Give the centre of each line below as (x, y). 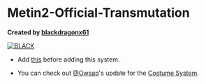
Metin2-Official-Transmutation (98, 13)
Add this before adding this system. (68, 59)
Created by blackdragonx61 (48, 32)
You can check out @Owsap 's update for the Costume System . (108, 73)
